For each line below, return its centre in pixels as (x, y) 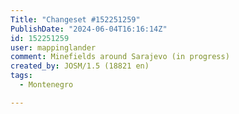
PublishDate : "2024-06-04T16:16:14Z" (89, 29)
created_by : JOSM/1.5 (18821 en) (80, 66)
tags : (21, 76)
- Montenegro (46, 85)
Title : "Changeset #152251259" (75, 19)
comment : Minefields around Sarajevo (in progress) (120, 57)
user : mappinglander (53, 47)
